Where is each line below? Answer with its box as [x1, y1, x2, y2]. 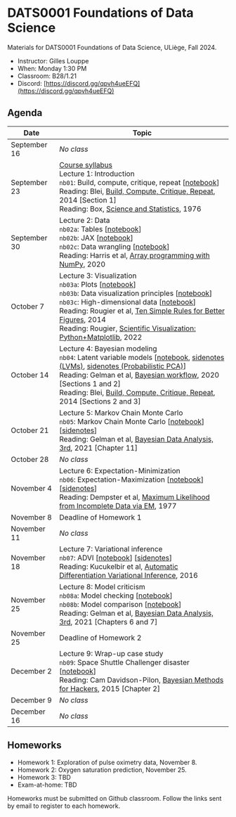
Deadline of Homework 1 [59, 512, 142, 522]
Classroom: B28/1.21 [17, 72, 77, 80]
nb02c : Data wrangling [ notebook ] [59, 241, 170, 251]
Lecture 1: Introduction [59, 169, 135, 179]
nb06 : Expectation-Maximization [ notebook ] [59, 475, 204, 484]
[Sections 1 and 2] [59, 378, 121, 388]
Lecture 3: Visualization [59, 271, 137, 281]
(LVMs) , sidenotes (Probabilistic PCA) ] [59, 361, 187, 371]
